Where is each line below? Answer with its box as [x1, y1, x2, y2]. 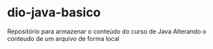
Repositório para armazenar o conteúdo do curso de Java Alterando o [7, 27, 207, 35]
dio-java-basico [7, 5, 101, 20]
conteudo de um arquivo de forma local [7, 34, 120, 42]
